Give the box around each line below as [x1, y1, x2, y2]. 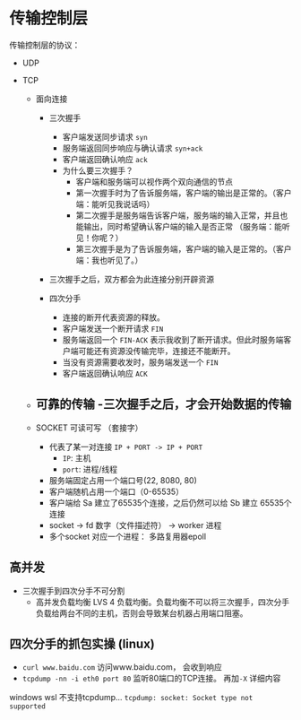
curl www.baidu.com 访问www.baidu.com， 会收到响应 [21, 662, 222, 672]
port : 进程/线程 [62, 464, 118, 474]
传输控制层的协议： [9, 39, 81, 50]
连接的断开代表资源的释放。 [62, 311, 166, 323]
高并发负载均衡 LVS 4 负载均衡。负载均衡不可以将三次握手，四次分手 [35, 596, 290, 607]
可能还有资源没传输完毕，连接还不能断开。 [78, 345, 236, 356]
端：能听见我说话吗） [75, 198, 155, 209]
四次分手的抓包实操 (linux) [9, 636, 155, 651]
